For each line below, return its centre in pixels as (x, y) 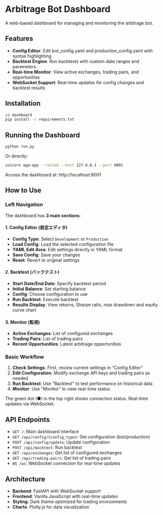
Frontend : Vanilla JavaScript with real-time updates (65, 497)
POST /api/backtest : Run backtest (47, 448)
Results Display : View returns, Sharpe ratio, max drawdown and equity (85, 305)
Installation (23, 103)
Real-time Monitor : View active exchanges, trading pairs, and (76, 72)
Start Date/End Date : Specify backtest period (59, 283)
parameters (24, 66)
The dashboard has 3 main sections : (43, 215)
